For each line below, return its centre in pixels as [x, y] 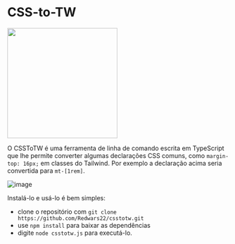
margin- [218, 156]
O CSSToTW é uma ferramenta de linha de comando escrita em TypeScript [116, 148]
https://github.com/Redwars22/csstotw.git [81, 218]
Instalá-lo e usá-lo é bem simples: [56, 197]
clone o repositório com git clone [67, 212]
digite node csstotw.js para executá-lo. [75, 233]
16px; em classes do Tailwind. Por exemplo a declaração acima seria [122, 163]
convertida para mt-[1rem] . [46, 171]
